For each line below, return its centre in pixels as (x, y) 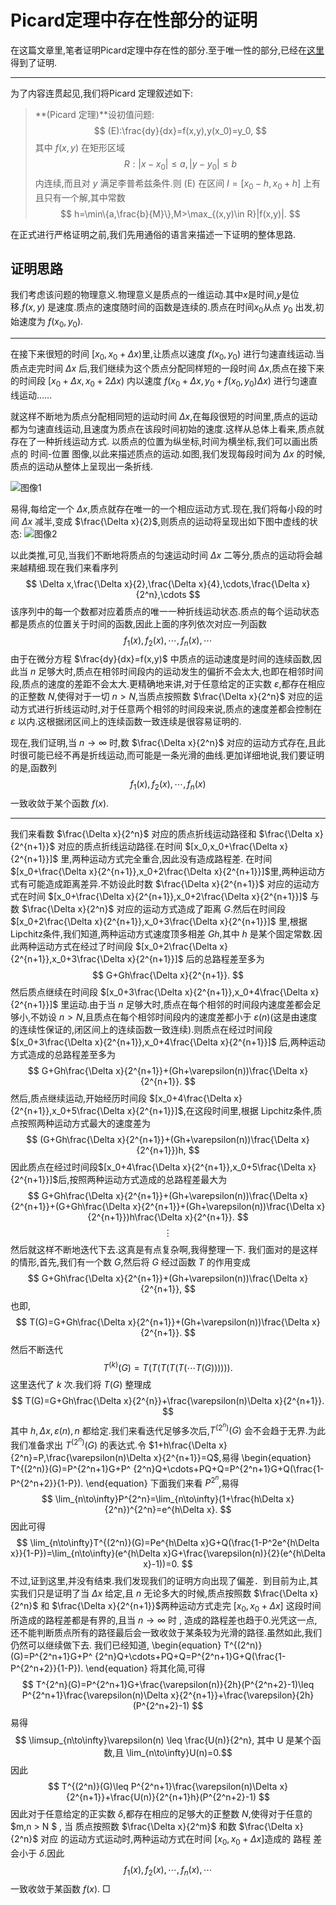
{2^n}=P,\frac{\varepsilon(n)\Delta (81, 1457)
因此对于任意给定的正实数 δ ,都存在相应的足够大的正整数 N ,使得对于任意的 (161, 1814)
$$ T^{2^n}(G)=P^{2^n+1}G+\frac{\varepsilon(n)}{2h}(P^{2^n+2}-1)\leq (168, 1685)
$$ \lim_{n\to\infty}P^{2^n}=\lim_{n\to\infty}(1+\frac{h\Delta (162, 1499)
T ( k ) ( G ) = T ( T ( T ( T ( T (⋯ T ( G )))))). (168, 1366)
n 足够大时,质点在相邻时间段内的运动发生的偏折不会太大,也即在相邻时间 (176, 672)
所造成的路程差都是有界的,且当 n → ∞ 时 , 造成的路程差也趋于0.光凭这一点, (164, 1620)
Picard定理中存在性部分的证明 (134, 20)
